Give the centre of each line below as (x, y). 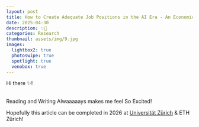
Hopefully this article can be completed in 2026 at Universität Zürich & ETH (98, 113)
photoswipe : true (33, 56)
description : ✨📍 (27, 28)
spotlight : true (31, 61)
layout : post (22, 12)
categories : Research (33, 34)
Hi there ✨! (20, 83)
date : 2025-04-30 (28, 22)
